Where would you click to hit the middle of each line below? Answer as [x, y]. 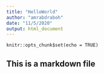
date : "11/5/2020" [29, 23]
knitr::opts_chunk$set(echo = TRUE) [52, 45]
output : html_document [35, 29]
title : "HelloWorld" [32, 12]
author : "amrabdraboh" [35, 17]
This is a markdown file [51, 64]
